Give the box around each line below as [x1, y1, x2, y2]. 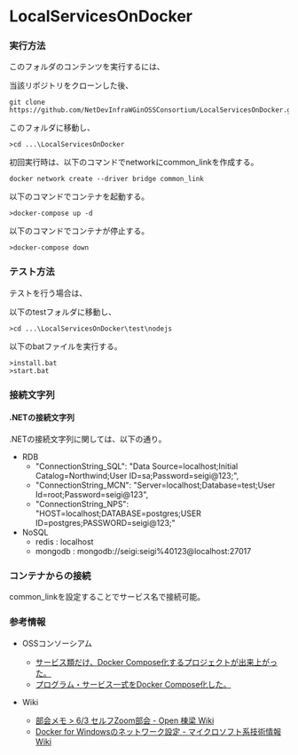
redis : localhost [35, 536, 94, 547]
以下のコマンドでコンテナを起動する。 [9, 191, 149, 202]
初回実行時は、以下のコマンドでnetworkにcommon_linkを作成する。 [9, 157, 259, 168]
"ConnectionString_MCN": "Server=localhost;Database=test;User [35, 480, 276, 490]
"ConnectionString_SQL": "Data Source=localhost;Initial [35, 460, 239, 472]
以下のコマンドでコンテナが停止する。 [9, 226, 149, 236]
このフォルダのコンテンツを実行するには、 [9, 61, 165, 72]
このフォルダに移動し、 [9, 123, 95, 133]
